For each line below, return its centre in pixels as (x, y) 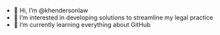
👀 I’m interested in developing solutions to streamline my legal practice (113, 17)
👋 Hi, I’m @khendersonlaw (51, 10)
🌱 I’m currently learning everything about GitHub (82, 25)
